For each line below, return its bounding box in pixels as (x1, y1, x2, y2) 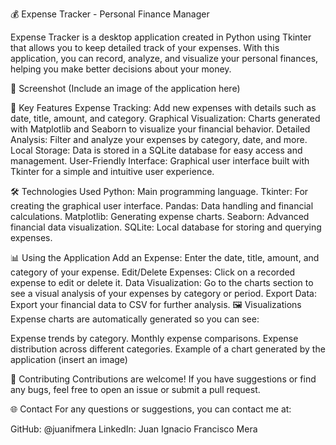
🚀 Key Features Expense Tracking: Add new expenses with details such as (10, 102, 317, 113)
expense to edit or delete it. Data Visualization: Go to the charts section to (10, 277, 314, 288)
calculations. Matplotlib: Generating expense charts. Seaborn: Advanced (10, 211, 310, 222)
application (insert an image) (10, 354, 128, 365)
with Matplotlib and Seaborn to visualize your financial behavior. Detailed (10, 123, 311, 135)
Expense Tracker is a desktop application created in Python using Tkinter (10, 31, 312, 43)
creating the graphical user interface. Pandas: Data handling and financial (10, 200, 314, 212)
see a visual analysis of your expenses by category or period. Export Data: (10, 288, 317, 299)
